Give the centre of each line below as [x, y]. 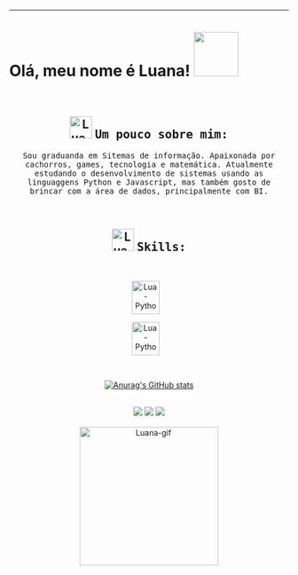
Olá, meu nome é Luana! [100, 71]
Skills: [161, 248]
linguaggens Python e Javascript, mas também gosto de [149, 182]
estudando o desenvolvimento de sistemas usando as [149, 173]
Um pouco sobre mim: [161, 135]
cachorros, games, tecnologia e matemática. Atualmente [149, 164]
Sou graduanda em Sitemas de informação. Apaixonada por [149, 155]
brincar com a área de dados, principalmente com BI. [149, 191]
